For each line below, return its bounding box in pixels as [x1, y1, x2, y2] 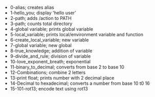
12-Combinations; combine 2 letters [10, 69, 86, 76]
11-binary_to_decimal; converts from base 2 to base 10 [10, 64, 124, 70]
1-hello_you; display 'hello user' [10, 10, 77, 16]
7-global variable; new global [10, 42, 72, 48]
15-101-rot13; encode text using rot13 [10, 86, 88, 91]
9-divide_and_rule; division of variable [10, 53, 91, 59]
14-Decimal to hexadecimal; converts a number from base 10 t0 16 [10, 80, 150, 86]
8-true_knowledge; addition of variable [10, 48, 93, 54]
